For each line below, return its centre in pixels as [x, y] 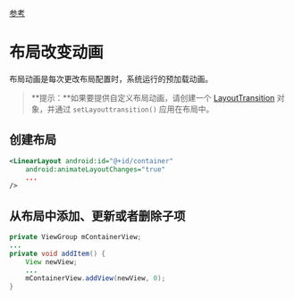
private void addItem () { [57, 253]
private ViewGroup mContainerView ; [76, 237]
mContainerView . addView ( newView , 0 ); [96, 278]
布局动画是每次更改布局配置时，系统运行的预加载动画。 [111, 79]
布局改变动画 [57, 53]
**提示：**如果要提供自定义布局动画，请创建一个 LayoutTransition [153, 97]
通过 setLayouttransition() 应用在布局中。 [134, 109]
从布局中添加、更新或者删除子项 [97, 216]
